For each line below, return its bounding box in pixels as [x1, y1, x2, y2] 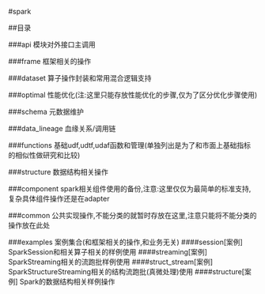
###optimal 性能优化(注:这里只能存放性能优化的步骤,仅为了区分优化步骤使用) [8, 90, 258, 100]
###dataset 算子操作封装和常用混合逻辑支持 [8, 73, 152, 82]
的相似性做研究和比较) [8, 150, 81, 160]
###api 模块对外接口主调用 [8, 40, 97, 49]
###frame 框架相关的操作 [8, 57, 92, 66]
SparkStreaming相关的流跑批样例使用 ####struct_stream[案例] [8, 257, 214, 266]
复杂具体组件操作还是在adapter [8, 194, 110, 203]
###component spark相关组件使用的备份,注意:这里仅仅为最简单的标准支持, [8, 184, 252, 193]
